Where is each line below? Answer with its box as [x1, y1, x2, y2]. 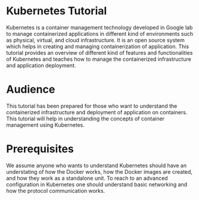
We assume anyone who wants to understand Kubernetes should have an [6, 162, 186, 169]
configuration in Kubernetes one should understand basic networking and [6, 180, 188, 188]
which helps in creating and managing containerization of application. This [6, 43, 189, 50]
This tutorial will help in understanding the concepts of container [6, 115, 165, 122]
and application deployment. [6, 61, 76, 69]
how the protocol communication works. [6, 187, 105, 194]
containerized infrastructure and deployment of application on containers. [6, 108, 188, 115]
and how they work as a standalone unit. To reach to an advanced [6, 174, 168, 182]
